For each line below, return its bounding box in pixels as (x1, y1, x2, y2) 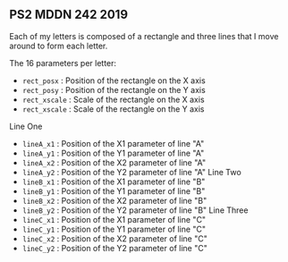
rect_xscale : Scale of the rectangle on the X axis (21, 94, 205, 105)
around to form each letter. (9, 40, 108, 51)
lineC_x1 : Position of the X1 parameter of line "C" (21, 214, 207, 224)
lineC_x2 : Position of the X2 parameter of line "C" (21, 232, 208, 244)
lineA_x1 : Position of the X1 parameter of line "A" (21, 138, 205, 148)
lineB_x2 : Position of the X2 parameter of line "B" (21, 195, 208, 206)
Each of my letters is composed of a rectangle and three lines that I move (9, 30, 279, 41)
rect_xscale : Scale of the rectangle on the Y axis (21, 103, 205, 114)
